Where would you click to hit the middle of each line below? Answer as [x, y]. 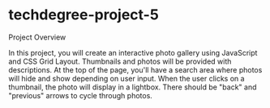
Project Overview [37, 37]
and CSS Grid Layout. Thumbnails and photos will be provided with [120, 61]
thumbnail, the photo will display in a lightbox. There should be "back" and [133, 87]
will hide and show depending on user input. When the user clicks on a [126, 78]
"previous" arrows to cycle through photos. [80, 95]
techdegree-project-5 [84, 15]
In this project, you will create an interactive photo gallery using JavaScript [133, 52]
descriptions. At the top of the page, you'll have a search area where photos [135, 69]
